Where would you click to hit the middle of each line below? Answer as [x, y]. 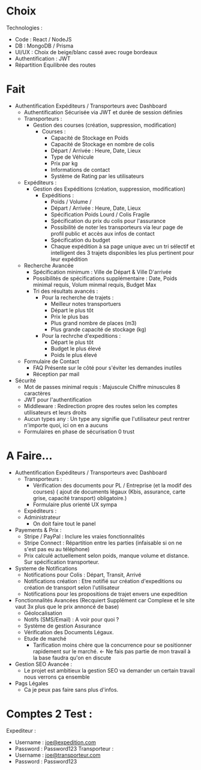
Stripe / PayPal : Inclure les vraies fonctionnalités [84, 536]
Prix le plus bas [70, 316]
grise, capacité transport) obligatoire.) [80, 498]
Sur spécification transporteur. [61, 562]
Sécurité [25, 380]
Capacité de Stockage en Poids [90, 138]
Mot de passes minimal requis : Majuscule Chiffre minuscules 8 [102, 387]
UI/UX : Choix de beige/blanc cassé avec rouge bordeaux [86, 52]
